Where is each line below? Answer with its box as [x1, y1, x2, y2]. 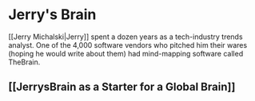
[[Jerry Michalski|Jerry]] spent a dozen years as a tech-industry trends [8, 32, 243, 41]
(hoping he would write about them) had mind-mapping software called [8, 49, 244, 58]
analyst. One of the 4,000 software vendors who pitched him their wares [8, 40, 248, 49]
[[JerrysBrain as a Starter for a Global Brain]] [8, 80, 236, 94]
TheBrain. [8, 57, 41, 67]
